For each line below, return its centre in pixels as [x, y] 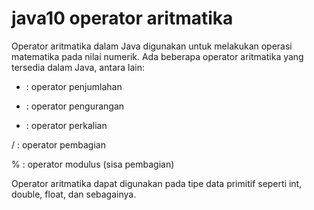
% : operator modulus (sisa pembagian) [93, 164]
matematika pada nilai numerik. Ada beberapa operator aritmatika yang [157, 56]
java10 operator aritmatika [122, 18]
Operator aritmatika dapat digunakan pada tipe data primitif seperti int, [157, 183]
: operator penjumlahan [74, 86]
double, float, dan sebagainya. [74, 194]
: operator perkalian [66, 125]
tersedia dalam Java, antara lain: [78, 67]
